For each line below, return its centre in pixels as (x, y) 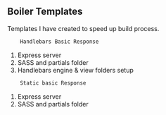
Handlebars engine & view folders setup (75, 70)
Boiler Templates (45, 12)
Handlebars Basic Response (59, 42)
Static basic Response (53, 83)
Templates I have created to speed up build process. (83, 28)
